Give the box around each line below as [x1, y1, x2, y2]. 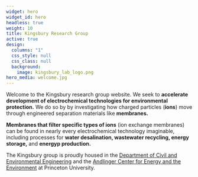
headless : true [6, 20, 44, 25]
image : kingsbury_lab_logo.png [17, 69, 94, 75]
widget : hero [6, 8, 38, 15]
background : [11, 63, 41, 70]
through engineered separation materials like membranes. [6, 110, 149, 117]
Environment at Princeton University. [6, 164, 96, 172]
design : [6, 42, 25, 48]
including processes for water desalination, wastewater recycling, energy [6, 134, 189, 141]
